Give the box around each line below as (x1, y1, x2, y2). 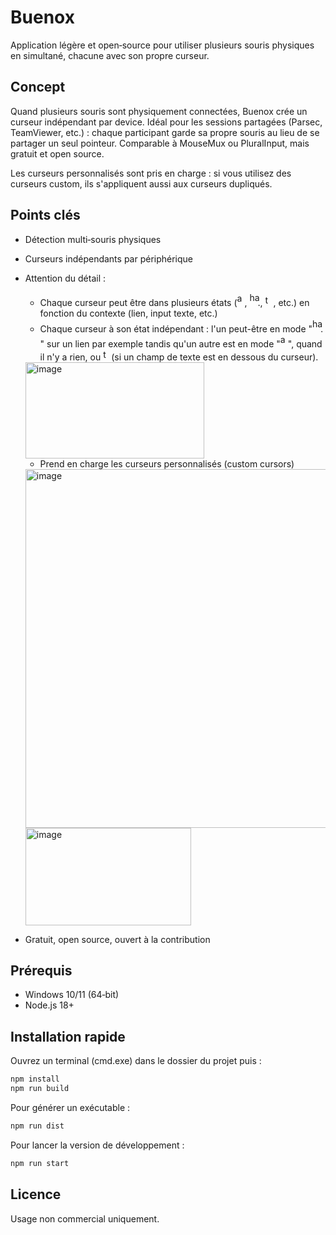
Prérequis (10, 962, 73, 979)
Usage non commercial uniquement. (10, 1212, 160, 1225)
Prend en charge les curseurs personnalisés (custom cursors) (39, 457, 295, 470)
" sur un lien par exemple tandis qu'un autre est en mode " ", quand (39, 337, 323, 350)
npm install (10, 1074, 60, 1085)
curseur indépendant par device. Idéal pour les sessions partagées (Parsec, (10, 116, 323, 128)
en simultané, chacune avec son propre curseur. (10, 49, 210, 61)
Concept (10, 79, 66, 96)
